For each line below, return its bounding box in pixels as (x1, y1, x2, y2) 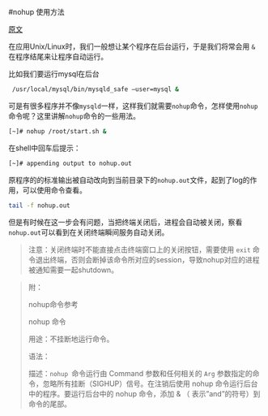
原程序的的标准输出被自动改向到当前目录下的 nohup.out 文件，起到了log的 (8, 175, 250, 184)
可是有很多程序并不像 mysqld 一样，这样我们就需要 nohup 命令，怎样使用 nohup (8, 101, 258, 110)
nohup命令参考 (28, 299, 79, 309)
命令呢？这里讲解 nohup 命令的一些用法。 (8, 110, 140, 120)
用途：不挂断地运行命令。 (28, 334, 114, 344)
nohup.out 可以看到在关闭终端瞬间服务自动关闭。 (8, 227, 169, 237)
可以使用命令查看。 (22, 185, 87, 195)
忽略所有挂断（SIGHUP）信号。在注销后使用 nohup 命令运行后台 (42, 379, 258, 388)
